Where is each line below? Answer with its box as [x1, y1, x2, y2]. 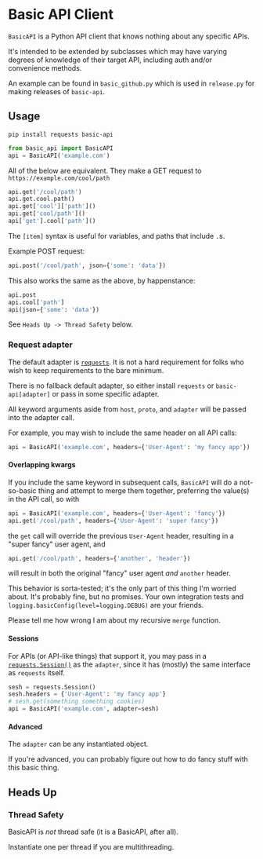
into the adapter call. [8, 412, 74, 422]
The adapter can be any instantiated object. [8, 740, 149, 749]
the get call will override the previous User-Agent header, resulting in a [8, 531, 234, 540]
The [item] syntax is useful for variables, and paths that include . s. [8, 231, 225, 240]
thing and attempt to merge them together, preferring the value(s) [38, 485, 250, 495]
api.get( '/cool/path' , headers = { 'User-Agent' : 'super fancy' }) [8, 517, 219, 525]
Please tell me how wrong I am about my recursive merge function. [8, 616, 221, 625]
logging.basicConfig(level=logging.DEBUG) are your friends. [8, 601, 204, 610]
